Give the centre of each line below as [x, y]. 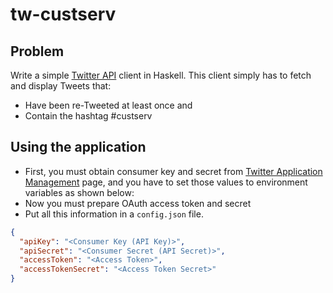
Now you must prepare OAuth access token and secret [138, 203]
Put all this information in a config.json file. [114, 214]
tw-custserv [63, 14]
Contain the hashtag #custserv [88, 116]
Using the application [78, 147]
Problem [37, 51]
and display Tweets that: [61, 86]
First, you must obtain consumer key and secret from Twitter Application [173, 171]
